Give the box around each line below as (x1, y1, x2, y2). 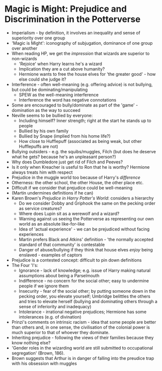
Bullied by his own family (18, 128, 69, 134)
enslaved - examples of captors (18, 252, 82, 258)
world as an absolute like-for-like (18, 221, 85, 227)
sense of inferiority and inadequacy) (18, 303, 92, 309)
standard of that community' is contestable (18, 242, 105, 247)
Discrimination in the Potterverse (4, 14, 141, 25)
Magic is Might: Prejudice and (4, 3, 127, 15)
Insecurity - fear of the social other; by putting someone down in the (18, 288, 156, 294)
